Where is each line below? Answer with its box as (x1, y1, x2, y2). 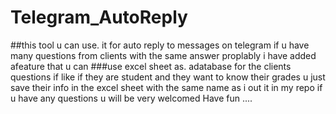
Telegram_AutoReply (10, 6, 188, 29)
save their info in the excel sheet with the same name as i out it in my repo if (10, 81, 323, 93)
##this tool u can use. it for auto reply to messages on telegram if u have (10, 39, 310, 51)
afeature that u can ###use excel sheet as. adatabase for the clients (10, 60, 292, 72)
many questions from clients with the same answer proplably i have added (10, 49, 317, 61)
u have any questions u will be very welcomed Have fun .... (10, 92, 253, 104)
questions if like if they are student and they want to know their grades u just (10, 71, 326, 83)
